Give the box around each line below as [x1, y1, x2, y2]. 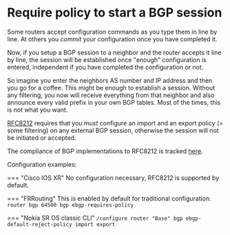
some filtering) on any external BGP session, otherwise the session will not [7, 126, 219, 134]
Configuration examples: [7, 160, 77, 168]
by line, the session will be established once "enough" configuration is [7, 55, 207, 63]
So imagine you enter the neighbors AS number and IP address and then [7, 76, 213, 84]
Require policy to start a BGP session [7, 5, 222, 21]
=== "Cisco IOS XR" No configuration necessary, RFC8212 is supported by [7, 174, 220, 182]
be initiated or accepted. [7, 133, 77, 142]
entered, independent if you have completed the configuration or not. [7, 63, 204, 71]
